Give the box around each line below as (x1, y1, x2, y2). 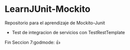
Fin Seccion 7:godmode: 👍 (4, 39, 60, 45)
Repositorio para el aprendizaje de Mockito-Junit (4, 20, 105, 26)
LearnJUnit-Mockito (4, 3, 90, 15)
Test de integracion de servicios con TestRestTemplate (11, 29, 125, 35)
